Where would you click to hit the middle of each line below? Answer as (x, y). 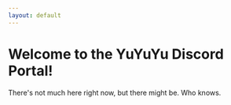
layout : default (35, 15)
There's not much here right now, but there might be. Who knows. (115, 92)
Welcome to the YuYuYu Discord (116, 54)
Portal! (31, 71)
